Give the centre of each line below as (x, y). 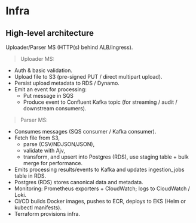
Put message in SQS (48, 96)
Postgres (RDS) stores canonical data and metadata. (79, 182)
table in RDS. (30, 176)
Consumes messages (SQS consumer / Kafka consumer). (85, 131)
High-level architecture (50, 33)
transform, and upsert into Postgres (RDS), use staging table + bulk (106, 157)
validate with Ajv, (44, 151)
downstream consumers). (55, 108)
